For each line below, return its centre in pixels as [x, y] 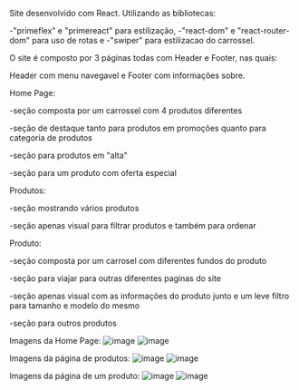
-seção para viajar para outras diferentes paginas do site [116, 278]
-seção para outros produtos [63, 323]
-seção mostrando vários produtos [74, 208]
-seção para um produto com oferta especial [93, 173]
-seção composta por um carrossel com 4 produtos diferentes [126, 111]
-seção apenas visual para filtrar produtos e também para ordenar [133, 225]
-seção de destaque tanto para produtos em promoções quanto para [138, 128]
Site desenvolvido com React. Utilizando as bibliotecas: [112, 13]
